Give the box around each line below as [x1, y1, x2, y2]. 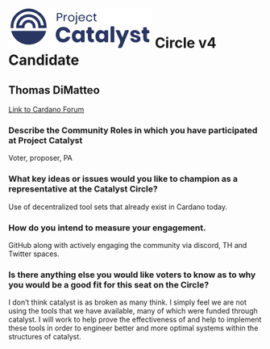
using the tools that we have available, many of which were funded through [8, 306, 258, 316]
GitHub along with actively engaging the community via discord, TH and [8, 240, 247, 250]
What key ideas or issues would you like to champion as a [8, 174, 238, 185]
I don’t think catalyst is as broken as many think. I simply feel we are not [8, 297, 247, 307]
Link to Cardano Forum [8, 105, 85, 114]
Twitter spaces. [8, 249, 60, 259]
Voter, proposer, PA [8, 153, 73, 163]
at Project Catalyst [8, 134, 83, 145]
